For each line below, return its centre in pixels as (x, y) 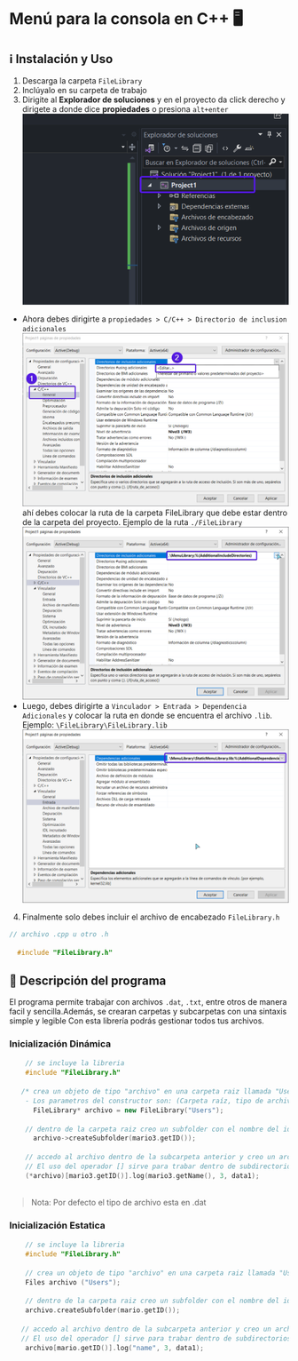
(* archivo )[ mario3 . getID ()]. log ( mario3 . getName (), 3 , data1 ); (142, 1175)
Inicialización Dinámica (60, 1044)
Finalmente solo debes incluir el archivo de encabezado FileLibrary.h (151, 917)
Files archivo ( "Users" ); (73, 1282)
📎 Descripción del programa (88, 980)
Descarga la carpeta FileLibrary (82, 81)
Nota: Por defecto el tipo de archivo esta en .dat (118, 1202)
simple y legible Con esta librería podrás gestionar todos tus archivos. (137, 1021)
